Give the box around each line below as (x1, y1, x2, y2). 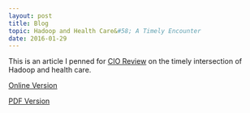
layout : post (8, 11, 53, 20)
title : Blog (8, 19, 49, 27)
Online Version (8, 81, 58, 90)
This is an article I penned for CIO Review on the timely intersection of (8, 56, 243, 66)
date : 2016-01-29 (8, 34, 67, 43)
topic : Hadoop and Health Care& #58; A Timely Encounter (8, 27, 201, 35)
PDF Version (8, 96, 50, 106)
